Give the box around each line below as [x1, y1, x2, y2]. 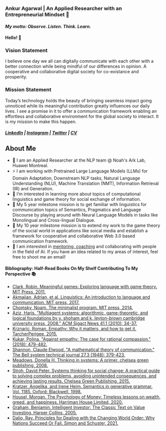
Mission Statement [5, 86, 52, 93]
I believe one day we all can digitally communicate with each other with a [5, 58, 154, 64]
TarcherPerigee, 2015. [12, 331, 58, 337]
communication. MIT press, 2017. [12, 300, 80, 305]
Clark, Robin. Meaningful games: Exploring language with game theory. [12, 284, 157, 290]
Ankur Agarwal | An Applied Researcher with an [5, 5, 122, 12]
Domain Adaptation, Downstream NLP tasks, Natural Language [12, 175, 140, 181]
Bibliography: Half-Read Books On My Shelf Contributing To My [5, 265, 138, 271]
